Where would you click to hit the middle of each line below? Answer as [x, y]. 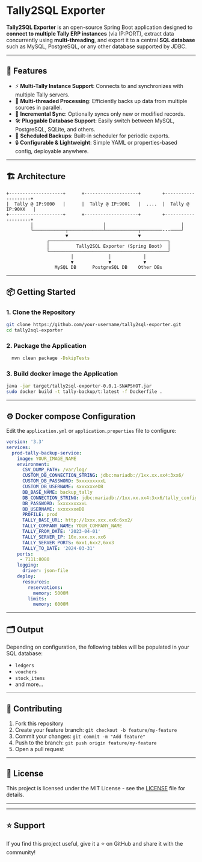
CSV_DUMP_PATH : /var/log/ [54, 470]
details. [15, 794]
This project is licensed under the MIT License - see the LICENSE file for [96, 788]
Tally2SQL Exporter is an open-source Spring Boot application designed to [99, 27]
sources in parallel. [38, 107]
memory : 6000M [50, 604]
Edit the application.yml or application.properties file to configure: [91, 431]
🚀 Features [27, 71]
